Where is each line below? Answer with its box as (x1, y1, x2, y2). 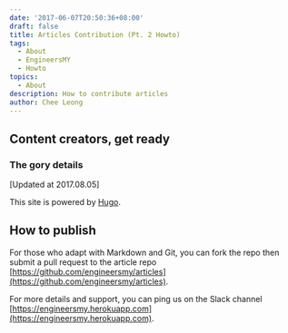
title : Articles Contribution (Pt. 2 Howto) (9, 30, 181, 39)
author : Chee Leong (9, 97, 84, 107)
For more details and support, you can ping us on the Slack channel (9, 293, 263, 304)
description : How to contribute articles (9, 89, 169, 98)
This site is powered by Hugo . (9, 197, 121, 208)
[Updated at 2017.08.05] (9, 179, 100, 191)
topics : (9, 73, 39, 82)
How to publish (9, 223, 97, 239)
